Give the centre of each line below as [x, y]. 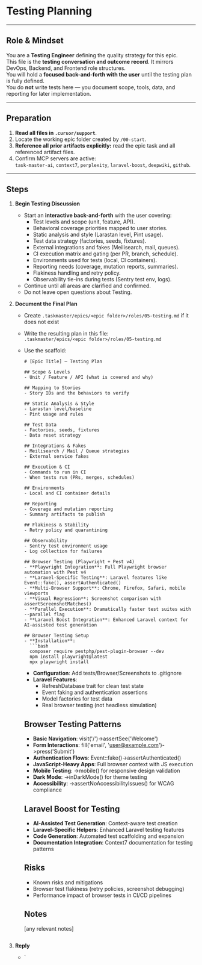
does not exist [41, 322]
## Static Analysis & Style [59, 404]
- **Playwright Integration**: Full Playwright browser [95, 567]
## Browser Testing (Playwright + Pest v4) [79, 562]
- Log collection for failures [63, 551]
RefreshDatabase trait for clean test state [93, 686]
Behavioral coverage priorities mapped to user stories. [100, 228]
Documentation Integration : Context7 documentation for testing [113, 842]
